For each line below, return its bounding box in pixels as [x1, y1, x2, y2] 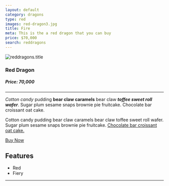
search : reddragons [5, 40, 46, 45]
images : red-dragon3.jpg [5, 21, 57, 27]
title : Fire [5, 26, 30, 31]
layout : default [5, 7, 39, 13]
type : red [5, 17, 26, 22]
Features [5, 152, 34, 160]
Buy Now [5, 137, 24, 143]
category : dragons [5, 12, 44, 17]
